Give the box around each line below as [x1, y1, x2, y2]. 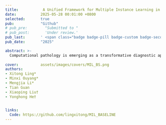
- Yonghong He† [5, 94, 37, 99]
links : [5, 108, 19, 113]
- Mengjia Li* [5, 81, 35, 85]
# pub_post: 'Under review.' [5, 30, 79, 35]
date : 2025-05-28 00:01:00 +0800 [5, 12, 96, 17]
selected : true [5, 16, 50, 21]
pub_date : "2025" [5, 40, 54, 44]
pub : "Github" [5, 21, 58, 26]
